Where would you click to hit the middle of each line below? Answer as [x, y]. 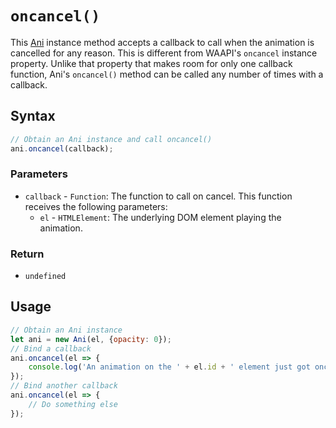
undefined [45, 277]
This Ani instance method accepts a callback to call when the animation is [162, 42]
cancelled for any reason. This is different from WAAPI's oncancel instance [164, 53]
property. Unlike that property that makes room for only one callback [151, 63]
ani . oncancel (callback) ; [62, 148]
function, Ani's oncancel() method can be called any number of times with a [167, 74]
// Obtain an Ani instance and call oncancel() [111, 139]
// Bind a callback [51, 348]
